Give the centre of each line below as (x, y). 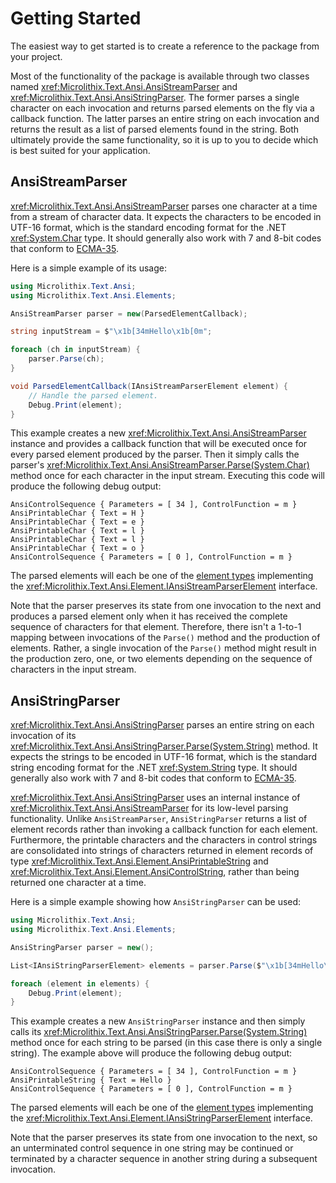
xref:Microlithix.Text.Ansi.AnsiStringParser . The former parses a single (155, 97)
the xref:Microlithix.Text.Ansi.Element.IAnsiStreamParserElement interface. (164, 586)
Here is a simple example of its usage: (88, 268)
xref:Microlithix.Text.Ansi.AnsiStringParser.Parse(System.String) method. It (164, 746)
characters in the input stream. (73, 669)
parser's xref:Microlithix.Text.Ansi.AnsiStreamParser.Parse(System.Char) (160, 465)
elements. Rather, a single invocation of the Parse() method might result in (163, 648)
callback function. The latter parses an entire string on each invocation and (165, 118)
